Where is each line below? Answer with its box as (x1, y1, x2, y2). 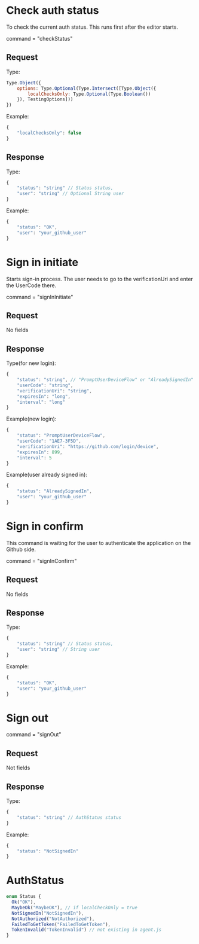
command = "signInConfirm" (6, 557, 77, 564)
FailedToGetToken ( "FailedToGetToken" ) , (11, 921, 111, 927)
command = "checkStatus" (6, 35, 73, 42)
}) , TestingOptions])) (17, 96, 74, 102)
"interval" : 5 (17, 455, 52, 461)
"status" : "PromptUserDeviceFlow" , (17, 433, 106, 438)
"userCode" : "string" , (17, 382, 74, 388)
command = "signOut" (6, 731, 62, 738)
